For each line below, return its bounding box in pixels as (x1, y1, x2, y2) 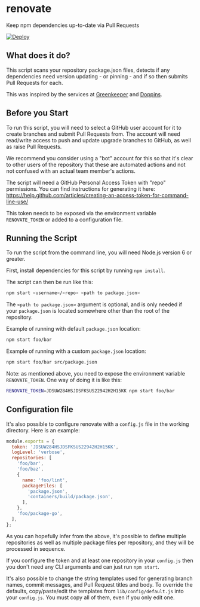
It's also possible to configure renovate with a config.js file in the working (6, 420, 189, 428)
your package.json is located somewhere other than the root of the (6, 307, 170, 315)
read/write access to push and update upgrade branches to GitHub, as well (6, 136, 191, 144)
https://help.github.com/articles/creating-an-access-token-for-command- (6, 191, 189, 199)
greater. (6, 255, 26, 263)
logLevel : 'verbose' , (11, 449, 66, 456)
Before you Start (6, 108, 69, 118)
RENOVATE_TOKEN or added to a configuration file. (6, 216, 123, 223)
